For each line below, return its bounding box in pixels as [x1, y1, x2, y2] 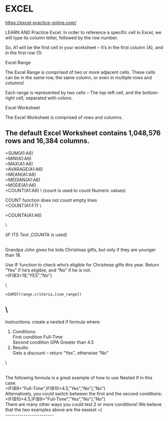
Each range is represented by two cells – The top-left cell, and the [5, 89, 141, 95]
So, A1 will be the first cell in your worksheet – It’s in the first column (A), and [5, 44, 163, 50]
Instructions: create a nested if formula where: [5, 319, 101, 325]
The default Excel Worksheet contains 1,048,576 [5, 129, 161, 137]
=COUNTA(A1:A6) [5, 212, 42, 218]
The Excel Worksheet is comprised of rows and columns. [5, 114, 123, 120]
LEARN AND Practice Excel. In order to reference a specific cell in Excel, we [5, 29, 161, 35]
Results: [12, 344, 29, 350]
